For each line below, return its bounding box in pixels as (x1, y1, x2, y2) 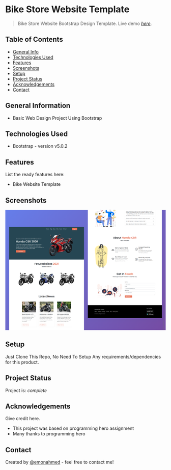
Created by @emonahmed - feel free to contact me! (5, 459, 114, 465)
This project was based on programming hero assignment (12, 425, 134, 431)
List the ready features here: (5, 172, 65, 178)
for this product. (5, 359, 39, 365)
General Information (5, 101, 71, 110)
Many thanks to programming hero (12, 431, 85, 437)
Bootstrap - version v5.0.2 (12, 143, 68, 149)
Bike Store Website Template (5, 4, 130, 15)
